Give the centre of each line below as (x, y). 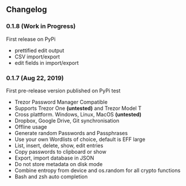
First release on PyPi (31, 39)
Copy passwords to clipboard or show (60, 151)
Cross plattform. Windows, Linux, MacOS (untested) (78, 114)
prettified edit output (39, 50)
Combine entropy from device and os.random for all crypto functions (97, 170)
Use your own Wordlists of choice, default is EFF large (80, 139)
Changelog (27, 10)
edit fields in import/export (46, 63)
